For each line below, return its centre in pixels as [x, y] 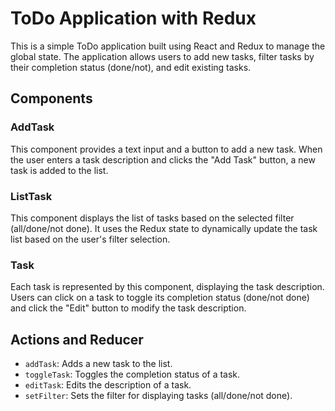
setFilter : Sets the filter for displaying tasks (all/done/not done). [158, 396]
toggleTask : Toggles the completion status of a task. [132, 374]
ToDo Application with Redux [133, 18]
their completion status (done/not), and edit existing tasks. [131, 67]
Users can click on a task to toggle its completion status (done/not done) [160, 298]
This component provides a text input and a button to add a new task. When [166, 149]
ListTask [31, 196]
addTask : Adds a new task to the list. [98, 364]
